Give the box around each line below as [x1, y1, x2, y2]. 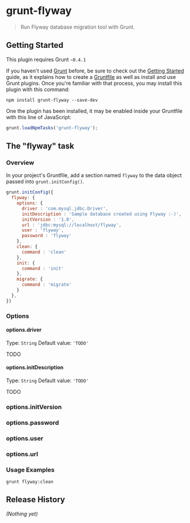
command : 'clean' [21, 249, 67, 255]
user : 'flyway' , [21, 227, 64, 233]
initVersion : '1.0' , [21, 216, 75, 223]
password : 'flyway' [21, 233, 72, 239]
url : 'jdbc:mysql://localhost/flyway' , [21, 222, 122, 228]
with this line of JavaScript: [6, 113, 72, 120]
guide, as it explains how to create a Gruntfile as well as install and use [6, 73, 177, 80]
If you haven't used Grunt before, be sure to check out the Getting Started [6, 67, 184, 74]
